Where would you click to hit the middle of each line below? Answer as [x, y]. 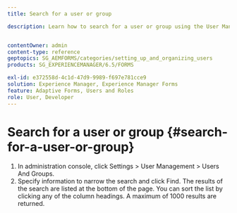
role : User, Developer [41, 97]
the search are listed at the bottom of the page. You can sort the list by [120, 189]
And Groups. [36, 174]
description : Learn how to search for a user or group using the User [113, 26]
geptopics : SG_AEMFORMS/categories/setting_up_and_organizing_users [110, 58]
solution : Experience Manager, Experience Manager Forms [93, 84]
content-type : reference [44, 52]
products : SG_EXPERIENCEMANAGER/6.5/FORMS [71, 65]
